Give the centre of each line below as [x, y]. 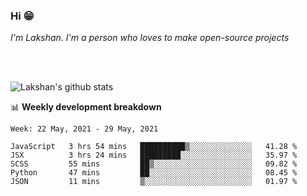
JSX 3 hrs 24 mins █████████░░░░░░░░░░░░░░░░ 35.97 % [154, 155]
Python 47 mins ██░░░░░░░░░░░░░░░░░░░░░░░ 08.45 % [154, 173]
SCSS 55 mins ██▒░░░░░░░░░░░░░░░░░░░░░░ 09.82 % [154, 164]
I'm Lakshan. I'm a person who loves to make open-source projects [150, 38]
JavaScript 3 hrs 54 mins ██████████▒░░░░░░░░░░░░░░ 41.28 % [154, 147]
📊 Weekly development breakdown [86, 107]
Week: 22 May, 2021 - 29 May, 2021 [84, 129]
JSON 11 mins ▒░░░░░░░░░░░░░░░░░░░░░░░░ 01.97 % [154, 182]
